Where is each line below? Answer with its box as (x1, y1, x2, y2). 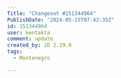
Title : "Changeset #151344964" (7, 10, 96, 17)
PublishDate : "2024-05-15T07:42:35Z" (7, 16, 115, 23)
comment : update (7, 36, 53, 42)
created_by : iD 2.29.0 (7, 42, 72, 49)
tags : (7, 49, 23, 55)
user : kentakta (7, 29, 51, 36)
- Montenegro (13, 55, 51, 62)
